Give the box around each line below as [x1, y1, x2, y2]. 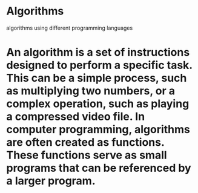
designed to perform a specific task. [6, 59, 193, 72]
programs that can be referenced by [6, 162, 192, 175]
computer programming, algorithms [6, 123, 191, 137]
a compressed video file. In [6, 110, 145, 123]
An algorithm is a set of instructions [6, 45, 190, 59]
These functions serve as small [6, 148, 168, 162]
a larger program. [6, 174, 96, 188]
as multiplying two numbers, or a [6, 84, 176, 98]
